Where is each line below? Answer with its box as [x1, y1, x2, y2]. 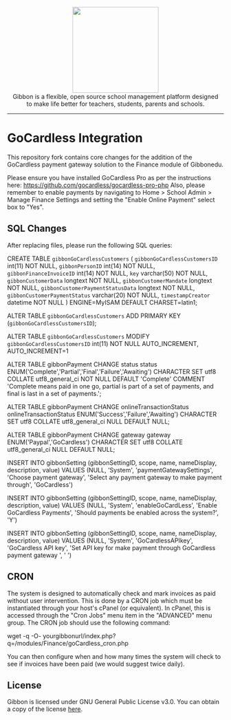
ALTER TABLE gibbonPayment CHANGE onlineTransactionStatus [7, 402, 189, 411]
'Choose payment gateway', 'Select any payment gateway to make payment [7, 473, 222, 481]
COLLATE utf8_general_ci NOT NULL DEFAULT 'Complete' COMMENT [7, 375, 206, 383]
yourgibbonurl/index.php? [42, 631, 116, 640]
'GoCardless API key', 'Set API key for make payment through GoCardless [7, 543, 216, 552]
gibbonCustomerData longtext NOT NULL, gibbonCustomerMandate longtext [7, 276, 212, 285]
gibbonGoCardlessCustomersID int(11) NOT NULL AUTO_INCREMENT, [7, 339, 199, 347]
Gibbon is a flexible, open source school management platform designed [12, 93, 219, 100]
